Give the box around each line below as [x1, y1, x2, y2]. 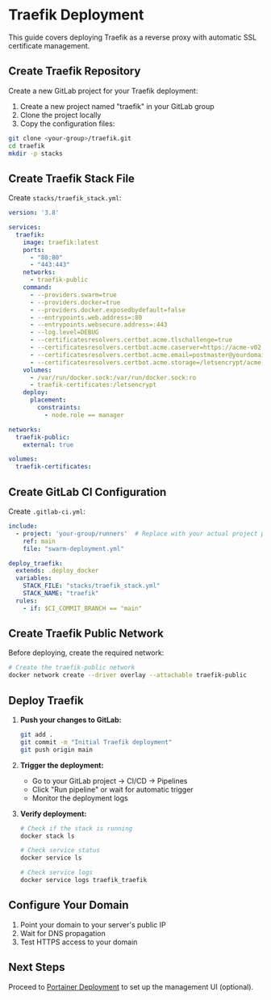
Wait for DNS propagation [19, 928, 106, 938]
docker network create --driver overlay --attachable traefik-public [8, 671, 248, 679]
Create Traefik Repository [8, 65, 141, 78]
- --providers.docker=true [29, 298, 121, 306]
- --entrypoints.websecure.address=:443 [29, 321, 168, 329]
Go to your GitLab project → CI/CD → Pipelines [31, 775, 188, 785]
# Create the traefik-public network [8, 664, 135, 672]
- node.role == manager [44, 410, 125, 419]
